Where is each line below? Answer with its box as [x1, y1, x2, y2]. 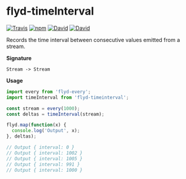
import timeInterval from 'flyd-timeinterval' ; [6, 94, 129, 100]
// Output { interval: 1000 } [6, 167, 83, 173]
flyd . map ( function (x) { [6, 122, 67, 128]
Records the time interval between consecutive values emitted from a [6, 36, 181, 43]
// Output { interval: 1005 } [6, 155, 83, 162]
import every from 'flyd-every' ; [6, 88, 91, 95]
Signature [6, 54, 32, 61]
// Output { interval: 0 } [6, 144, 75, 150]
